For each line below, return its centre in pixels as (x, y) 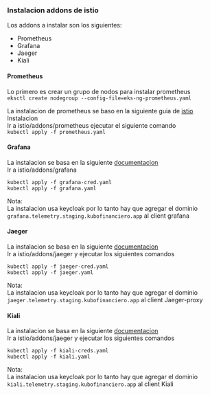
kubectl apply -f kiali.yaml (49, 357)
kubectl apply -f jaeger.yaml (50, 272)
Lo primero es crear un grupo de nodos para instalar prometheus (99, 91)
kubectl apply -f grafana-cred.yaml (59, 182)
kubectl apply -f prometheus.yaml (57, 132)
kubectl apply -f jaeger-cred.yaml (58, 267)
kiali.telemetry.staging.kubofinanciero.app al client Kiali (90, 384)
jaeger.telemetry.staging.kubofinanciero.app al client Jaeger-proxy (105, 300)
